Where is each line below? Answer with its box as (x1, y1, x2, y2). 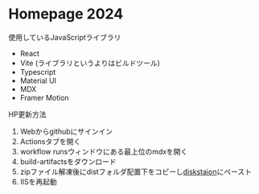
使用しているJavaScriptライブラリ (8, 32, 121, 42)
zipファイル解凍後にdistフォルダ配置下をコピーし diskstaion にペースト (19, 167, 252, 176)
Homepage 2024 (8, 5, 124, 23)
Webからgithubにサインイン (19, 126, 113, 136)
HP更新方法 (8, 109, 47, 119)
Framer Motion (19, 93, 70, 102)
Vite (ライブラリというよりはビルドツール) (19, 58, 161, 68)
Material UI (19, 76, 57, 85)
